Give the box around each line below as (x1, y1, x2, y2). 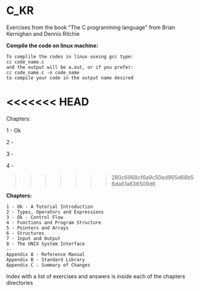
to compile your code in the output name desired (6, 75, 134, 81)
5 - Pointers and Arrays (6, 225, 69, 231)
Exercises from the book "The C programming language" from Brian (6, 24, 175, 31)
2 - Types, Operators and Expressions (6, 209, 104, 215)
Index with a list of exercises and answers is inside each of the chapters (6, 272, 185, 279)
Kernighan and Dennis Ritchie (6, 30, 80, 37)
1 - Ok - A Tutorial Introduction (6, 204, 94, 210)
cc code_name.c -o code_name (6, 69, 80, 76)
